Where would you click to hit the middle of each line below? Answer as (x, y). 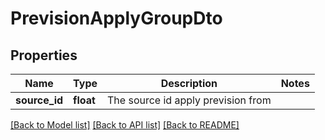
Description (189, 83)
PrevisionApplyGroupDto (116, 18)
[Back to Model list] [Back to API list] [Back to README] (125, 125)
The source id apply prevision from (189, 100)
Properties (44, 55)
